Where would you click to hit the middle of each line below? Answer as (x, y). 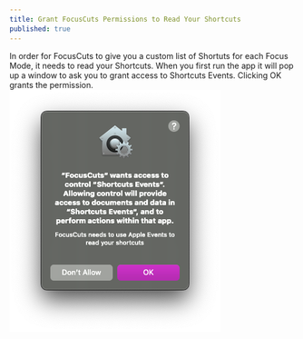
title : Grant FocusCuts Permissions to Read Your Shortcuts (126, 19)
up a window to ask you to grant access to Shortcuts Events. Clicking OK (146, 75)
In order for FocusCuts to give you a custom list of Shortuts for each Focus (149, 55)
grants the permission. (51, 85)
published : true (40, 29)
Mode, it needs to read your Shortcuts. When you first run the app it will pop (151, 65)
